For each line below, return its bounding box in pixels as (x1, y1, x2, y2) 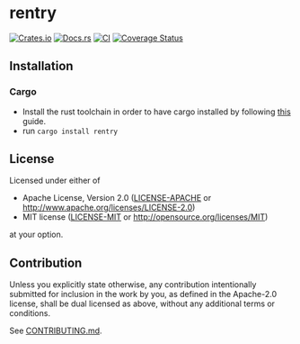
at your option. (9, 229, 64, 240)
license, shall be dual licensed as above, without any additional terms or (9, 298, 276, 309)
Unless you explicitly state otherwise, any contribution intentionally (9, 279, 257, 290)
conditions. (9, 308, 51, 319)
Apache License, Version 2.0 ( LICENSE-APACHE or (22, 193, 212, 204)
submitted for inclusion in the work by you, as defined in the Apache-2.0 (9, 289, 277, 300)
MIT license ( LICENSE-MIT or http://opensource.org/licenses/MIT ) (22, 212, 269, 222)
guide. (22, 115, 47, 126)
